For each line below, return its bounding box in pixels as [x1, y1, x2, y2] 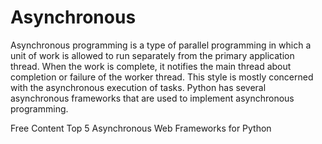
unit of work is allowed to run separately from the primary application [10, 49, 295, 61]
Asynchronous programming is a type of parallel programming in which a [10, 39, 312, 51]
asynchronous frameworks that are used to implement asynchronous [10, 92, 295, 104]
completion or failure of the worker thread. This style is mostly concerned [10, 71, 314, 83]
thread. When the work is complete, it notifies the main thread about [10, 60, 292, 72]
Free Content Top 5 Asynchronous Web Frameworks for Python [10, 122, 272, 134]
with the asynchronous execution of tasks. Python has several [10, 81, 267, 93]
